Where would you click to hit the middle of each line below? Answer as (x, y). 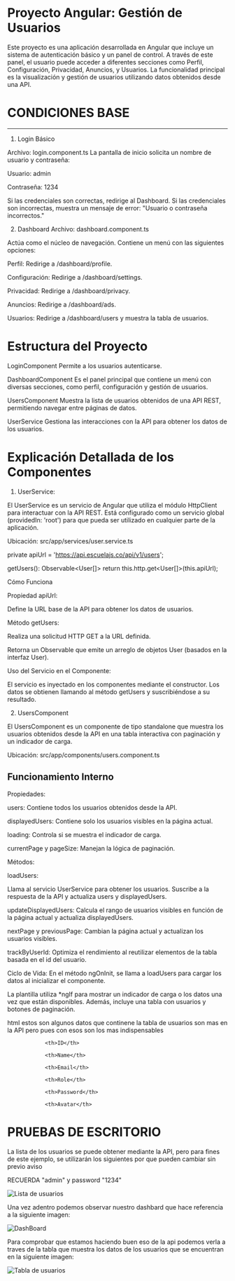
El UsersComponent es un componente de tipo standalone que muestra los (115, 726)
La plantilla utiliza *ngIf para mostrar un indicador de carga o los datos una (115, 994)
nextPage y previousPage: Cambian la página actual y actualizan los (106, 931)
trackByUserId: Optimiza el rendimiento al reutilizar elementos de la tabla (112, 952)
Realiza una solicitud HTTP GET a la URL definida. (79, 636)
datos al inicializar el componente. (57, 980)
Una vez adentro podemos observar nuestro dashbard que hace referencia (115, 1207)
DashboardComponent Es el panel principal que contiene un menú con (109, 379)
